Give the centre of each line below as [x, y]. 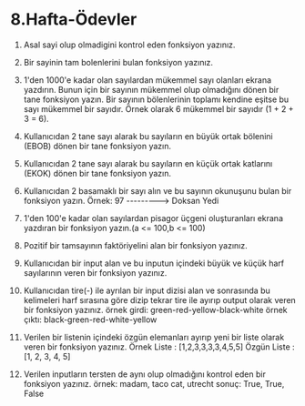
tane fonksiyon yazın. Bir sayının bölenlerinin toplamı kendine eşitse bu [156, 99]
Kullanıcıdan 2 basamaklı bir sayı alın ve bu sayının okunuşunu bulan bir [158, 190]
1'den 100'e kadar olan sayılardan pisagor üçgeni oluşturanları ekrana [153, 218]
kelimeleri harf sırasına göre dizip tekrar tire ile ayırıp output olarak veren [160, 299]
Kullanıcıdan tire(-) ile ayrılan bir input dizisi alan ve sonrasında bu [147, 290]
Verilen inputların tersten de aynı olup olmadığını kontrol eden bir [145, 374]
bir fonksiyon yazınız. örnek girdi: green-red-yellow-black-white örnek [155, 310]
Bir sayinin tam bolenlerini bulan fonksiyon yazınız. [118, 62]
